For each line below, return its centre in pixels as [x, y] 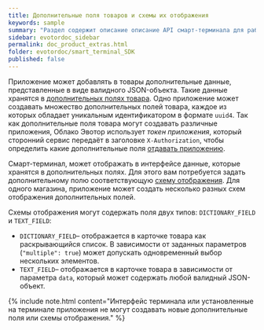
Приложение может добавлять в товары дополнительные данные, [120, 81]
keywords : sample [37, 23]
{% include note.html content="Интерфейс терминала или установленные [131, 301]
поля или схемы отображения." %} [67, 317]
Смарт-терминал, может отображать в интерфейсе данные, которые [125, 163]
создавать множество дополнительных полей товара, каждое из [117, 106]
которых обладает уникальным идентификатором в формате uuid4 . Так [128, 115]
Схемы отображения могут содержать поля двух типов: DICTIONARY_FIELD [132, 212]
